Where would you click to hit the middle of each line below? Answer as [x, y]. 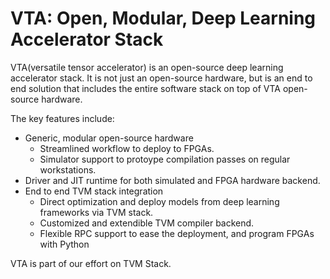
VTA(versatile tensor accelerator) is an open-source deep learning [147, 67]
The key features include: [62, 118]
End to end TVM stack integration [94, 191]
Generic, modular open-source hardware [109, 138]
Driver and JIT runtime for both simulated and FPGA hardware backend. [172, 180]
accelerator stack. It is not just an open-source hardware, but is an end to [161, 78]
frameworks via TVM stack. [96, 212]
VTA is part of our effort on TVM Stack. [91, 263]
